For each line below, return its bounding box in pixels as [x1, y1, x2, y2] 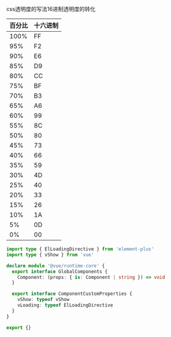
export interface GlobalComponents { [12, 268, 108, 275]
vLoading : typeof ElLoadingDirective [17, 302, 114, 308]
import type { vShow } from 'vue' [6, 252, 95, 258]
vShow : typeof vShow [17, 297, 70, 303]
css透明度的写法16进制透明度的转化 [6, 5, 96, 12]
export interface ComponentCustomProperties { [12, 291, 133, 297]
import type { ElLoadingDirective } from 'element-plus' [6, 246, 155, 252]
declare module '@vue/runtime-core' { [6, 263, 105, 269]
